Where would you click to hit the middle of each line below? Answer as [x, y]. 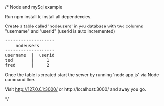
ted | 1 [27, 60]
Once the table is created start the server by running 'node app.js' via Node [82, 75]
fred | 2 [27, 65]
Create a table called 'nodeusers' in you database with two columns [74, 26]
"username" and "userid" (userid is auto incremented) [60, 31]
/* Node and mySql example [34, 7]
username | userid [30, 55]
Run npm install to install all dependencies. [49, 16]
